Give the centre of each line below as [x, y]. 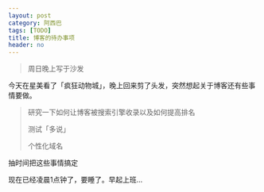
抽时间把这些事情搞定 [43, 163]
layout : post [30, 15]
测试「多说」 [49, 129]
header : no [26, 45]
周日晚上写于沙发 [56, 69]
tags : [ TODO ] [30, 30]
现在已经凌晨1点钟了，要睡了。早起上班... [76, 180]
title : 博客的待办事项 [42, 38]
